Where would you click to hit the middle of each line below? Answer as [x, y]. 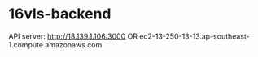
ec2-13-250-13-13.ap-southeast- [195, 36]
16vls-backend [60, 14]
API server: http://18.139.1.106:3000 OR [73, 36]
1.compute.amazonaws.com [55, 44]
